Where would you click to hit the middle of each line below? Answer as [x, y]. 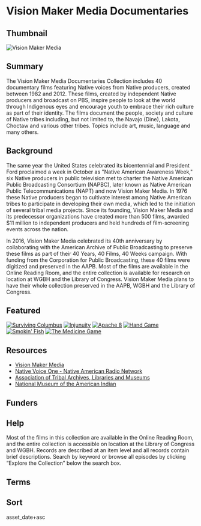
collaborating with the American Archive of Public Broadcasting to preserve [100, 247]
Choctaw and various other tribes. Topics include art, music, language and [98, 125]
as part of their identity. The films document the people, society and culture [100, 113]
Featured [23, 311]
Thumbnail [27, 33]
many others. [22, 132]
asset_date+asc [26, 517]
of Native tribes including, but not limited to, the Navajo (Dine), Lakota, [93, 119]
